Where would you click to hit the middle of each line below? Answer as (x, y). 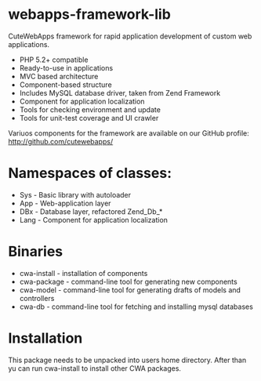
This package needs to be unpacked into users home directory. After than (127, 360)
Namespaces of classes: (90, 173)
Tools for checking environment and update (90, 109)
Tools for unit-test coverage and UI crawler (89, 118)
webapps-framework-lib (89, 15)
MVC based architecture (59, 76)
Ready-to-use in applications (66, 67)
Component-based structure (65, 85)
